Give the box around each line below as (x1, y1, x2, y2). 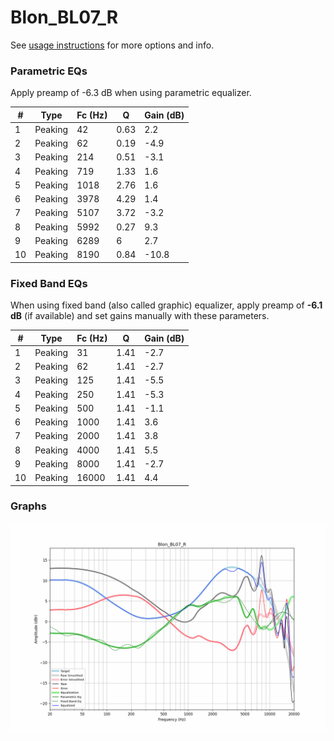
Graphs (10, 499, 47, 513)
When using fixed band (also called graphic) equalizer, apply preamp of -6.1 (10, 299, 323, 311)
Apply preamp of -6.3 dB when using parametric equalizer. (10, 87, 252, 99)
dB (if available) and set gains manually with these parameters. (10, 310, 270, 322)
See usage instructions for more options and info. (10, 39, 215, 51)
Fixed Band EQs (10, 276, 88, 290)
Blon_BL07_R (10, 6, 119, 29)
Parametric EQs (10, 64, 88, 78)
